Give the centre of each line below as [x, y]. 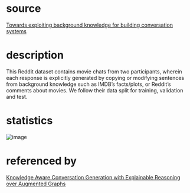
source [24, 9]
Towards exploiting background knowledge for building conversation [89, 25]
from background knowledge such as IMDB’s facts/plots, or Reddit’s [89, 84]
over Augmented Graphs [36, 184]
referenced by [41, 161]
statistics [30, 121]
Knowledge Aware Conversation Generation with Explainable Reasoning [93, 177]
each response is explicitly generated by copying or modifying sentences [95, 78]
